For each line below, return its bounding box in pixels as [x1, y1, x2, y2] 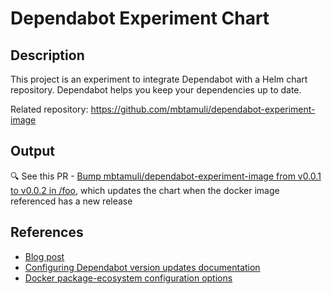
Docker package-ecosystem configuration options [24, 272, 233, 284]
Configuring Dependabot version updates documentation [24, 261, 261, 273]
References [10, 224, 84, 241]
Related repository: [10, 103, 89, 115]
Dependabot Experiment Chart [10, 7, 270, 30]
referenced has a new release [10, 195, 133, 207]
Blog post [24, 250, 65, 262]
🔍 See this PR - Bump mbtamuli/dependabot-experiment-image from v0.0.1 [10, 170, 322, 182]
